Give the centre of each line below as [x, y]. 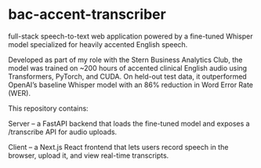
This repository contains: [48, 108]
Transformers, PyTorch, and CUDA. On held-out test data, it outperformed [127, 76]
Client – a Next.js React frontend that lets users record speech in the [118, 147]
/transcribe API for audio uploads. [63, 132]
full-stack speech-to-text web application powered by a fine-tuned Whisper [130, 36]
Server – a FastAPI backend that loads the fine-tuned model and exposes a [129, 123]
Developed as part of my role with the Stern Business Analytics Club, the [125, 60]
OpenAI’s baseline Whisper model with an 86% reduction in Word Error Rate [130, 85]
